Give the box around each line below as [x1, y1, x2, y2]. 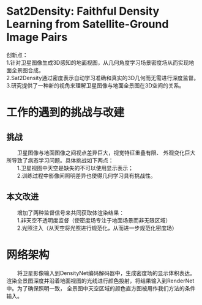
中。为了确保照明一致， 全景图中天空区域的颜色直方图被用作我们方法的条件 [6, 284, 196, 292]
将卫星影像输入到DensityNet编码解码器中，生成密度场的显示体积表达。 [17, 269, 196, 276]
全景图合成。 [11, 66, 44, 74]
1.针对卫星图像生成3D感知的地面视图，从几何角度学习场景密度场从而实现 [6, 59, 189, 66]
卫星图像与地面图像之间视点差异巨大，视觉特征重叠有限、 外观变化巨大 [17, 149, 196, 156]
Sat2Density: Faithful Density [6, 4, 160, 18]
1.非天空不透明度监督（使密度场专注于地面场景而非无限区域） [17, 216, 171, 224]
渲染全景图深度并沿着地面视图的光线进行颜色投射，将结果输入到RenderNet [6, 277, 195, 284]
